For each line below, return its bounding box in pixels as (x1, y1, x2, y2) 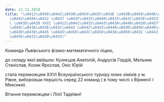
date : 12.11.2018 (5, 7, 41, 12)
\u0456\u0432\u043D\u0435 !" (9, 34, 67, 39)
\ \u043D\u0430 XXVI (9, 20, 51, 26)
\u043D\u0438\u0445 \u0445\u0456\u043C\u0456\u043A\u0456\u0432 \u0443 (9, 30, 159, 34)
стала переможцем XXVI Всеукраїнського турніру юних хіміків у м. (5, 71, 146, 77)
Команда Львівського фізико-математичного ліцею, (5, 47, 114, 53)
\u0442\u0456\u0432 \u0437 (9, 16, 64, 21)
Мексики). (5, 82, 27, 87)
